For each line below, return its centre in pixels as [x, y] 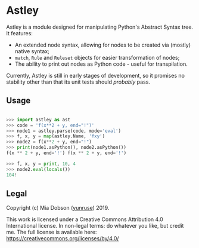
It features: [19, 33]
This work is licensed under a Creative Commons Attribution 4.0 [85, 219]
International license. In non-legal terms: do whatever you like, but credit [95, 226]
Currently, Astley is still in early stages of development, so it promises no [95, 75]
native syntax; [32, 51]
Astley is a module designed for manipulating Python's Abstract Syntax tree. [100, 27]
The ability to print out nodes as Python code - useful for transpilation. [101, 64]
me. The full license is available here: [52, 232]
